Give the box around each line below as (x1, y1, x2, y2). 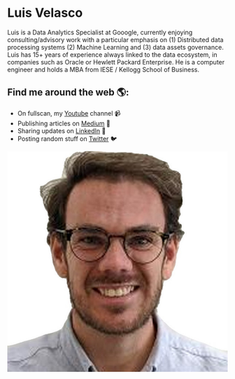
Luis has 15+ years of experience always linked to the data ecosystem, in (7, 50, 218, 59)
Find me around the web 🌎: (7, 86, 129, 99)
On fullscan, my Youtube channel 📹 (17, 109, 121, 117)
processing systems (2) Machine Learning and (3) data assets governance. (7, 43, 224, 51)
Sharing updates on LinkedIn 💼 (17, 126, 106, 135)
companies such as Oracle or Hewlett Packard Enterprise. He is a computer (7, 57, 225, 66)
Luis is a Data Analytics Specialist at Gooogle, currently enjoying (7, 28, 193, 36)
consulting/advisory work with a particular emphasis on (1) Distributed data (7, 35, 224, 43)
